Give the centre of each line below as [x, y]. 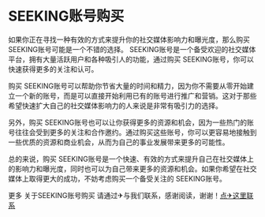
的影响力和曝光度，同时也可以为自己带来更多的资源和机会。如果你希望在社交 [132, 168]
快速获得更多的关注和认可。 [53, 69]
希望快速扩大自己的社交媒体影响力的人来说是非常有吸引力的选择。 [115, 105]
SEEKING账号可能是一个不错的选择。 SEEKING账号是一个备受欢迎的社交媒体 [132, 49]
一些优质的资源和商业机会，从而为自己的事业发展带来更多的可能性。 [119, 142]
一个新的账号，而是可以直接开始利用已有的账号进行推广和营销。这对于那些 [136, 95]
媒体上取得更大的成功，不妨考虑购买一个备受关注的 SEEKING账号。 [117, 178]
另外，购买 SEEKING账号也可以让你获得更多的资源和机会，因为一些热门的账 [131, 122]
